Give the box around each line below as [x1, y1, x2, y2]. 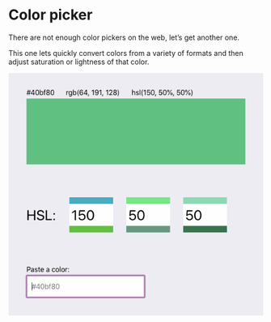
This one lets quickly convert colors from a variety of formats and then [8, 48, 244, 58]
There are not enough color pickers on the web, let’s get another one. [8, 32, 240, 42]
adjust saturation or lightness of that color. [8, 57, 150, 67]
